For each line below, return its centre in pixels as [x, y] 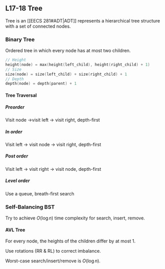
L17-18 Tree [24, 8]
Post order [17, 156]
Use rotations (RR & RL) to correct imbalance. [53, 251]
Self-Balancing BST [30, 207]
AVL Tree [15, 230]
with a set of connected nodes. [38, 26]
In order [14, 131]
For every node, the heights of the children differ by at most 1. [70, 241]
